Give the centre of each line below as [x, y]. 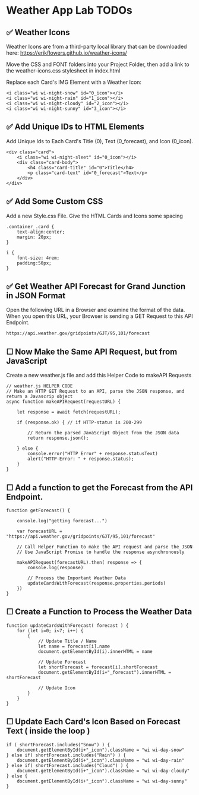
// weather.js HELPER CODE [40, 386]
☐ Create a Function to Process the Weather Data [99, 612]
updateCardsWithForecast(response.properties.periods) [97, 583]
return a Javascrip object [40, 397]
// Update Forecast [62, 662]
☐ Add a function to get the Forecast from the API [99, 488]
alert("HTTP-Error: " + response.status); [81, 459]
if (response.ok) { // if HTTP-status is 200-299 [80, 422]
